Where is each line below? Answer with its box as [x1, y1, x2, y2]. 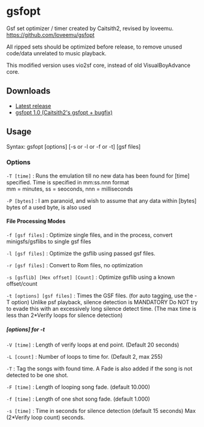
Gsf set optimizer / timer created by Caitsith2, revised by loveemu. [6, 25, 173, 32]
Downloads [6, 86, 51, 96]
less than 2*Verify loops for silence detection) [6, 311, 123, 319]
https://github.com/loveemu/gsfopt [6, 31, 95, 38]
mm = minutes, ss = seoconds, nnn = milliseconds [6, 185, 134, 192]
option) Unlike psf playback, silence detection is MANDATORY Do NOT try [11, 299, 198, 306]
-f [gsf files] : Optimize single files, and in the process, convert [6, 232, 173, 239]
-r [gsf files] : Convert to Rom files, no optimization [6, 262, 143, 269]
